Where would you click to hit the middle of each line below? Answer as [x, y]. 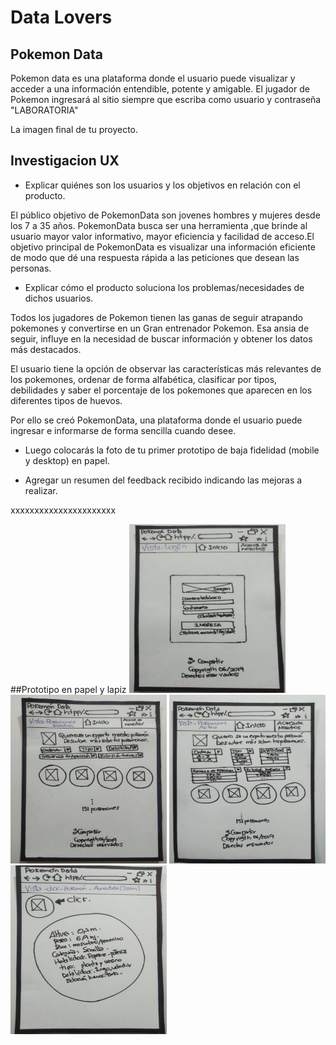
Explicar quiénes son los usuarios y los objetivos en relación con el [162, 185]
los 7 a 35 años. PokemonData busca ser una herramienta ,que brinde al [159, 225]
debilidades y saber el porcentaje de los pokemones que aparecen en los [161, 390]
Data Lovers [61, 17]
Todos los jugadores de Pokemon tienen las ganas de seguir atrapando [157, 317]
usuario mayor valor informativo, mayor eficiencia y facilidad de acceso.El [162, 236]
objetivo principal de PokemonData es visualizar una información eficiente [163, 247]
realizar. [41, 490]
